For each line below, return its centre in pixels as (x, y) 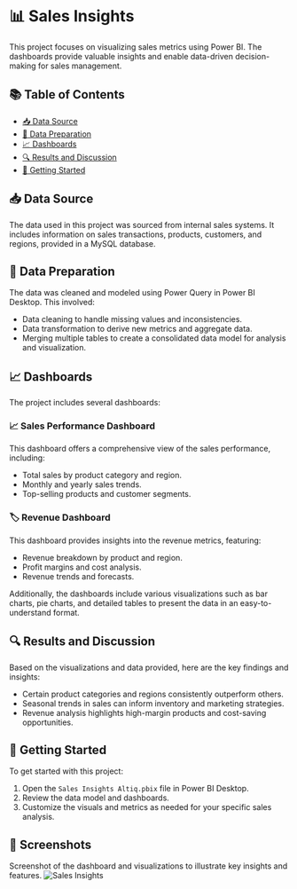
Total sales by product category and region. (102, 476)
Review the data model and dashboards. (96, 798)
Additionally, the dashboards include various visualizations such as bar (139, 594)
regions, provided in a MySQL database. (83, 243)
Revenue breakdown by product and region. (102, 557)
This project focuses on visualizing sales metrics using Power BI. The (136, 47)
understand (30, 612)
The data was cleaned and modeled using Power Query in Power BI (132, 293)
